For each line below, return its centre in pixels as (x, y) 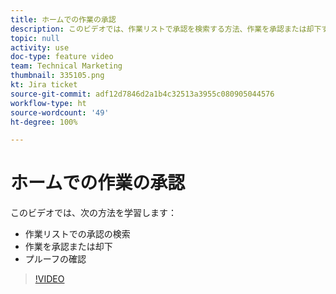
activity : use (40, 47)
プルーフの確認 (55, 259)
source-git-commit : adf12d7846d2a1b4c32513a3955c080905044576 (142, 94)
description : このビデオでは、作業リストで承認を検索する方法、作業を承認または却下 (166, 29)
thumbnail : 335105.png (57, 76)
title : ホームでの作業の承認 (63, 19)
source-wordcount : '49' (60, 112)
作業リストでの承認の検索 (77, 234)
